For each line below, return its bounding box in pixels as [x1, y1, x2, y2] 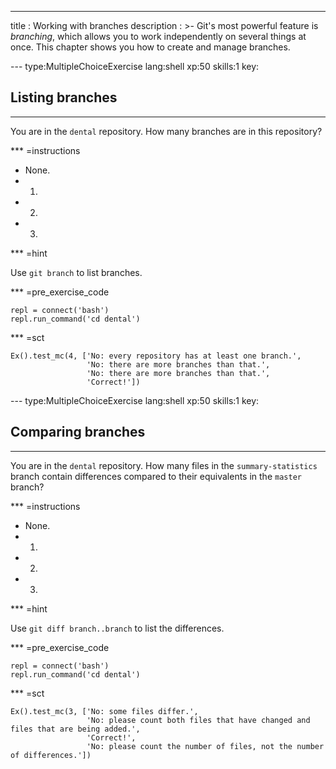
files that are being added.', [10, 724, 141, 734]
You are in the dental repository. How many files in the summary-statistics [10, 459, 318, 471]
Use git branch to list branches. [10, 266, 143, 278]
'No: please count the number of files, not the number [86, 741, 325, 751]
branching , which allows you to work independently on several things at [10, 31, 307, 42]
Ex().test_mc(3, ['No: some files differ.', [10, 706, 199, 716]
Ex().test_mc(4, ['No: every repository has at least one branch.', [10, 351, 302, 361]
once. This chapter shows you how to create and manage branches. [10, 41, 291, 53]
